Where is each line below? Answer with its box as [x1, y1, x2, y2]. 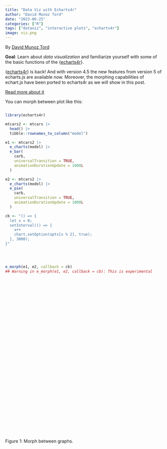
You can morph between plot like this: [5, 99, 83, 105]
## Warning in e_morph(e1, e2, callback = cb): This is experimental [5, 269, 153, 274]
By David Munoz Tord [5, 44, 50, 50]
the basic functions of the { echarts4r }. [5, 59, 84, 65]
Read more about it [5, 89, 44, 95]
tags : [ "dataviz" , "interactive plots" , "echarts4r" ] [5, 26, 120, 31]
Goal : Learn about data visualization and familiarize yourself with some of [5, 54, 157, 60]
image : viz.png [5, 30, 37, 35]
